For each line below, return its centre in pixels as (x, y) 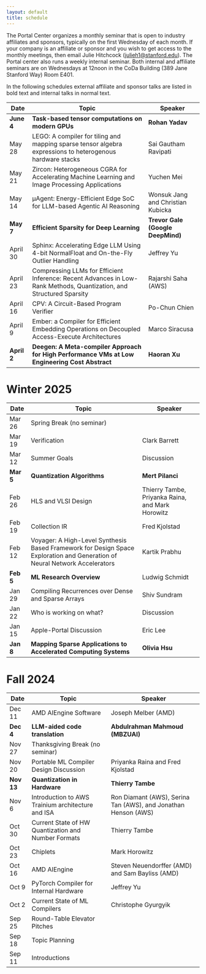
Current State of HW (61, 823)
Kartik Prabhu (162, 552)
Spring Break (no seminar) (69, 423)
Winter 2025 (39, 389)
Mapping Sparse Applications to (79, 644)
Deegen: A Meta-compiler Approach (87, 347)
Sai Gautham (166, 144)
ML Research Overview (65, 577)
